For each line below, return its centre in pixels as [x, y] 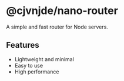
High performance [37, 72]
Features [23, 45]
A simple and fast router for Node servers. [57, 27]
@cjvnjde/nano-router [62, 11]
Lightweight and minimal [44, 59]
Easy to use [29, 65]
